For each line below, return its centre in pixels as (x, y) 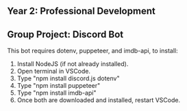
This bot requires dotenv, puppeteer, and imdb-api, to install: (92, 51)
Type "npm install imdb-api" (57, 93)
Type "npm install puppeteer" (59, 86)
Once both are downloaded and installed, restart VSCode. (98, 100)
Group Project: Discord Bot (65, 34)
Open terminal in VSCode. (54, 72)
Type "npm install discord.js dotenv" (68, 78)
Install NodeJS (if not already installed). (73, 64)
